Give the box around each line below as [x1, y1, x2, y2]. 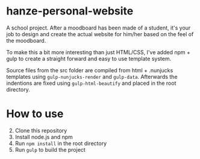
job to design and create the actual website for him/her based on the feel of [6, 30, 194, 37]
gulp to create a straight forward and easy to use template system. [6, 55, 172, 62]
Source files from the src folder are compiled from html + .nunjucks [6, 66, 173, 73]
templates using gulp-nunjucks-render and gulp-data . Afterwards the [6, 73, 178, 80]
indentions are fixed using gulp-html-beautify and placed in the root [6, 79, 177, 87]
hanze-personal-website [6, 4, 134, 18]
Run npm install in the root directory [14, 140, 107, 147]
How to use [6, 107, 64, 121]
